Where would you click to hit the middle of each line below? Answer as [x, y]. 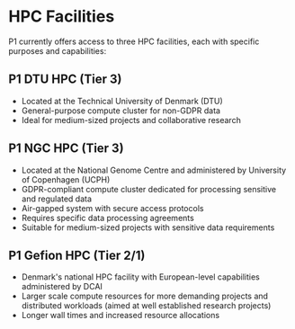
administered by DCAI [62, 287]
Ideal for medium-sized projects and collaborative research [131, 120]
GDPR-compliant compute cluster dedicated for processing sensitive [148, 189]
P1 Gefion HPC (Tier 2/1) [77, 255]
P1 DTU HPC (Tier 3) [65, 80]
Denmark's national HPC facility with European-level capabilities [140, 277]
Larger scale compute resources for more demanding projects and [145, 296]
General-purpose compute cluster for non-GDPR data [121, 111]
